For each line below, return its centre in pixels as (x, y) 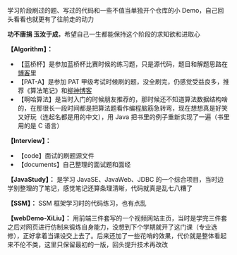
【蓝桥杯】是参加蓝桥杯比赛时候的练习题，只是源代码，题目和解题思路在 (122, 64)
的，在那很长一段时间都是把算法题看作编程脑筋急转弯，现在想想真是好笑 (122, 108)
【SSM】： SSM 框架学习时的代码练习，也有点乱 (77, 203)
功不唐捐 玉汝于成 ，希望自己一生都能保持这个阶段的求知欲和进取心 (104, 34)
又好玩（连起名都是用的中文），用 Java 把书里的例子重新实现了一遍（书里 (123, 117)
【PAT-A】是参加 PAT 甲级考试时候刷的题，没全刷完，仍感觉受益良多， (120, 82)
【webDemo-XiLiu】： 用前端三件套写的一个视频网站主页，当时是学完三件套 (117, 218)
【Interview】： (29, 141)
